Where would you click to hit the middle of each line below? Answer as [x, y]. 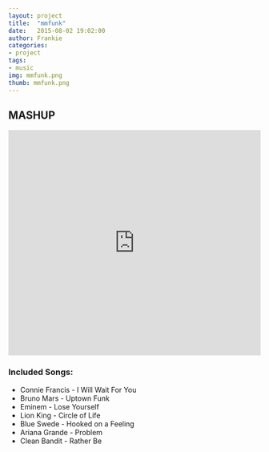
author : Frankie [35, 38]
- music [21, 68]
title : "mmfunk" [37, 23]
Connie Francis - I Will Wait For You [78, 389]
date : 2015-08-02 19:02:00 [57, 30]
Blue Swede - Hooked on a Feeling [77, 424]
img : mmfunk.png [35, 75]
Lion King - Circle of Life [60, 415]
